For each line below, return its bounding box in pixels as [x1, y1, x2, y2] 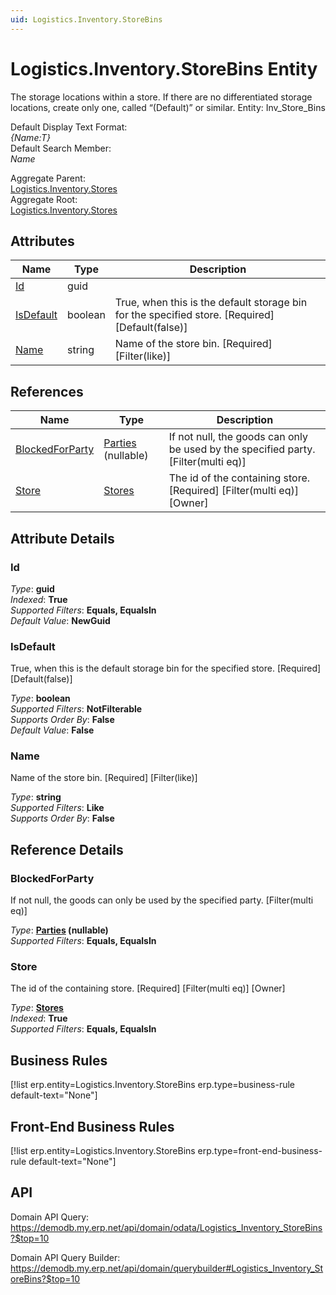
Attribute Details [10, 530, 115, 547]
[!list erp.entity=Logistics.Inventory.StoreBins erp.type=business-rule [10, 1079, 295, 1091]
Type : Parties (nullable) [10, 924, 109, 936]
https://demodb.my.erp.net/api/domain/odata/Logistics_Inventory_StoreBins [10, 1221, 323, 1233]
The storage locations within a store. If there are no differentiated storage [10, 91, 313, 103]
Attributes [10, 232, 75, 250]
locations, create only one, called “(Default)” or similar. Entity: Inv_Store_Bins [10, 101, 326, 113]
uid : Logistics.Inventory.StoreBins [10, 14, 163, 25]
